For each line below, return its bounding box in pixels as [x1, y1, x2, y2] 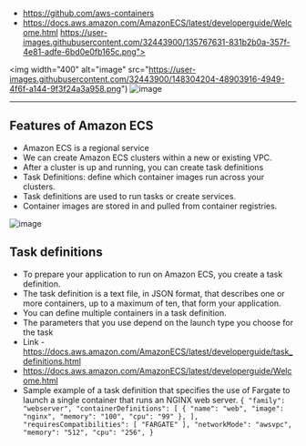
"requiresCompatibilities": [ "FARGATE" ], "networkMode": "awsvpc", [22, 420, 293, 429]
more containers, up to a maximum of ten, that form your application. [22, 298, 281, 309]
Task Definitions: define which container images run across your [22, 171, 265, 182]
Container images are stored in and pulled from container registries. [22, 200, 278, 211]
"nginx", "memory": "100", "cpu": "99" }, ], [22, 411, 199, 421]
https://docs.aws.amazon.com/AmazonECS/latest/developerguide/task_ [22, 346, 293, 357]
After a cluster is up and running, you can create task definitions [22, 161, 264, 172]
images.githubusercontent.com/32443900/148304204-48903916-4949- [9, 74, 285, 85]
